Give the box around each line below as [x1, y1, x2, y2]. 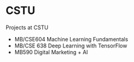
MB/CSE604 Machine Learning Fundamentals [14, 35, 129, 43]
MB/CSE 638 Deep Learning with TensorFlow [14, 42, 127, 49]
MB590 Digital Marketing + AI [14, 48, 88, 55]
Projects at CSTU [5, 24, 49, 31]
